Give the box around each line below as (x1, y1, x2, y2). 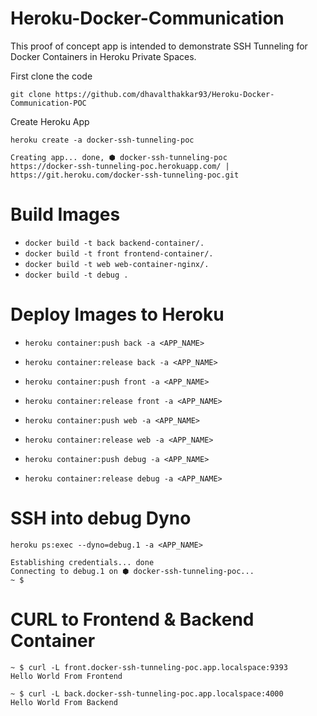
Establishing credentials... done (10, 557, 155, 567)
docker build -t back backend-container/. (24, 238, 205, 248)
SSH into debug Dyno (10, 507, 192, 529)
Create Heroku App (10, 115, 90, 127)
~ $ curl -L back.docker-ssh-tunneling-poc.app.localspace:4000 (10, 688, 284, 699)
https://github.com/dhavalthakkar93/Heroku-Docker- (54, 89, 275, 99)
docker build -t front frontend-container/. (24, 248, 214, 259)
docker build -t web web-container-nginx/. (24, 259, 210, 269)
